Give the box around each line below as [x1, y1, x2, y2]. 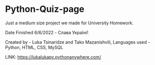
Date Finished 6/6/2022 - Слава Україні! [5, 29, 89, 35]
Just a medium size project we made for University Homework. [5, 20, 134, 26]
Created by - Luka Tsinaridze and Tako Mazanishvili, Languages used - [5, 39, 150, 45]
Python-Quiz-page [5, 3, 85, 15]
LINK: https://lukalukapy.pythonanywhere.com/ [5, 54, 102, 60]
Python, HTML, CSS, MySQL [5, 44, 63, 50]
